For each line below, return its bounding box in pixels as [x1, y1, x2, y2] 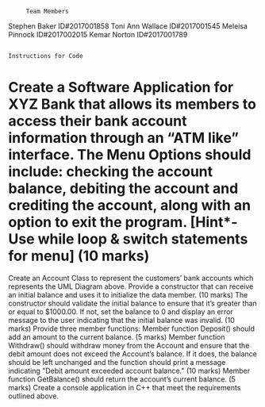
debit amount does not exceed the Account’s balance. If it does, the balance [8, 349, 258, 359]
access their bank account [8, 112, 187, 130]
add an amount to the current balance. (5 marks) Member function [8, 332, 225, 341]
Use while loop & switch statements [8, 230, 248, 248]
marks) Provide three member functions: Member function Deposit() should [8, 324, 255, 333]
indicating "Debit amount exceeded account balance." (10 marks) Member [8, 366, 251, 375]
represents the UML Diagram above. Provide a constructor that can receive [8, 282, 254, 291]
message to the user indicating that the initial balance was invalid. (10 [8, 315, 236, 324]
